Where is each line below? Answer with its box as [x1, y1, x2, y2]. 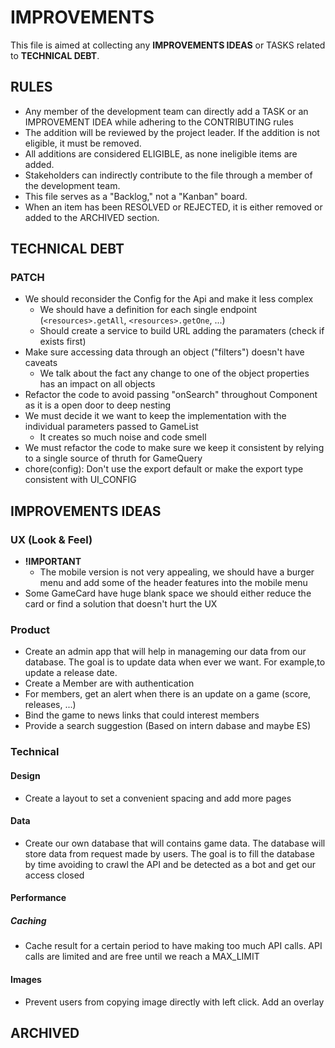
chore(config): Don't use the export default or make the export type [24, 463, 304, 475]
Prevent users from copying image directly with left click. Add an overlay [24, 996, 325, 1008]
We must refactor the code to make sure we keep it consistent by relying [24, 442, 325, 454]
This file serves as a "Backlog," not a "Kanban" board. [24, 190, 248, 202]
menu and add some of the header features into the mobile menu [39, 577, 308, 589]
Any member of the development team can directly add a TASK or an [24, 105, 309, 117]
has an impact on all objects [39, 378, 156, 390]
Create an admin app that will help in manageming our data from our [24, 646, 307, 658]
